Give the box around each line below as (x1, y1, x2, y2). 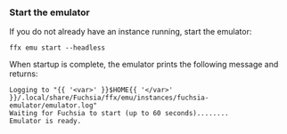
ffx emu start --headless (9, 43, 105, 52)
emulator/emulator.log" (9, 101, 98, 110)
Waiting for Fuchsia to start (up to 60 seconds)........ (9, 109, 229, 118)
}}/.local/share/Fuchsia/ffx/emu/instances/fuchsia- (9, 93, 209, 103)
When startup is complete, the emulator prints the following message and (9, 59, 279, 70)
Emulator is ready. (9, 117, 82, 126)
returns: (9, 68, 38, 79)
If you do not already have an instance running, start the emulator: (9, 27, 252, 37)
